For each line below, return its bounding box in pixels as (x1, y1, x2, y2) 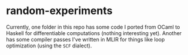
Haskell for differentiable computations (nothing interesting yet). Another (6, 29, 182, 36)
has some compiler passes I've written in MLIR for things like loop (6, 36, 165, 43)
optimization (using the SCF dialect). (6, 42, 92, 49)
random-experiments (6, 4, 113, 18)
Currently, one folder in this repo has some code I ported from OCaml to (6, 23, 180, 30)
